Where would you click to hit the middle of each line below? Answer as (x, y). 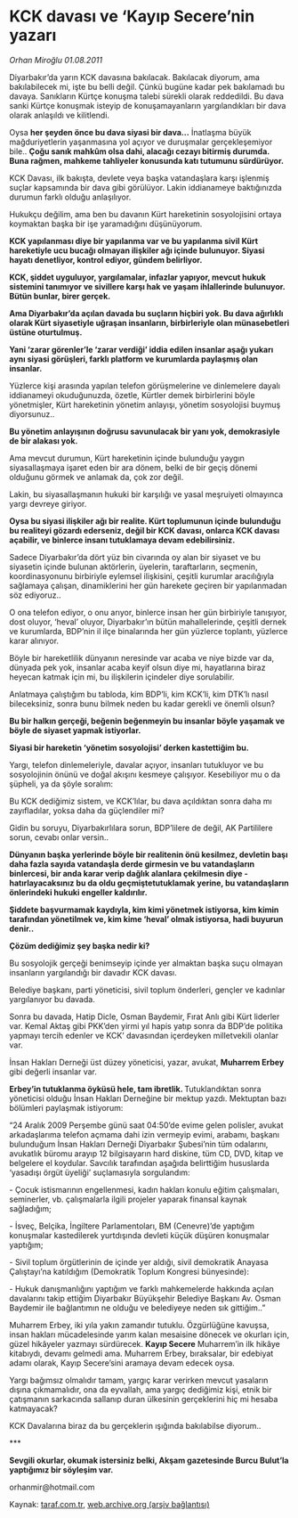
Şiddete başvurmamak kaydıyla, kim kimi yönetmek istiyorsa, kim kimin (144, 910)
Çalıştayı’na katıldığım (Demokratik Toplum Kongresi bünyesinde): (129, 1271)
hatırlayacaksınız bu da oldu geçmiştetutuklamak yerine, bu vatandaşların (149, 883)
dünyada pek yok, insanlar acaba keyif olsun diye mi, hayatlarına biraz (137, 667)
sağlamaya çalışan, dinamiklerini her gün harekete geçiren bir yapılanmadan (148, 585)
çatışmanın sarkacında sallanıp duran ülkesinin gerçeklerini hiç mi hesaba (144, 1399)
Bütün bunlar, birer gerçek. (60, 296)
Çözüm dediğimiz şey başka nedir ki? (80, 945)
